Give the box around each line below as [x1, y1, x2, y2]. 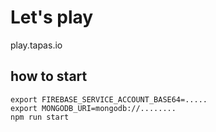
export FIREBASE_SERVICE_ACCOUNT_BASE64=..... [10, 94, 208, 105]
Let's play [10, 6, 94, 29]
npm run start [10, 112, 70, 122]
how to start [10, 68, 88, 85]
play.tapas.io [10, 39, 63, 51]
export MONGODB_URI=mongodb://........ [10, 103, 177, 113]
